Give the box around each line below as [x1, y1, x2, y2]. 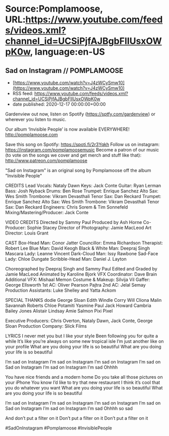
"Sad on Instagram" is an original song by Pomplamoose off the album [5, 168, 151, 173]
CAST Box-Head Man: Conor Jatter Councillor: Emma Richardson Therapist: [5, 240, 163, 246]
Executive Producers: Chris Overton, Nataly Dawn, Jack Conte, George [5, 318, 153, 324]
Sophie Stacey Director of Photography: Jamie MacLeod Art [27, 225, 152, 230]
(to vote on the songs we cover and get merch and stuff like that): [5, 152, 142, 158]
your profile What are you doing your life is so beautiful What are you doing [5, 344, 161, 349]
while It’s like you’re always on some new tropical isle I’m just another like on [5, 338, 164, 344]
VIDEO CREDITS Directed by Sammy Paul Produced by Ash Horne [5, 219, 142, 225]
